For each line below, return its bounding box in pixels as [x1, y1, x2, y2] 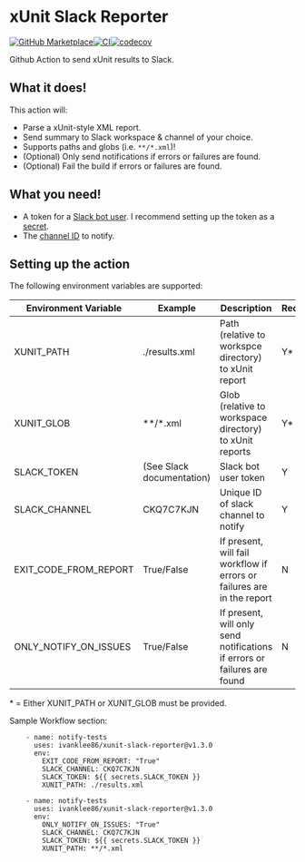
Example [157, 302, 197, 315]
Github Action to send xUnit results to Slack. [9, 54, 175, 64]
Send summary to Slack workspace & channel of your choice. [22, 132, 253, 142]
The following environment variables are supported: [9, 280, 203, 291]
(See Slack [143, 460, 189, 473]
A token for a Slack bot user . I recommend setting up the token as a [22, 211, 275, 221]
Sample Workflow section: [9, 715, 108, 727]
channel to [219, 509, 265, 522]
